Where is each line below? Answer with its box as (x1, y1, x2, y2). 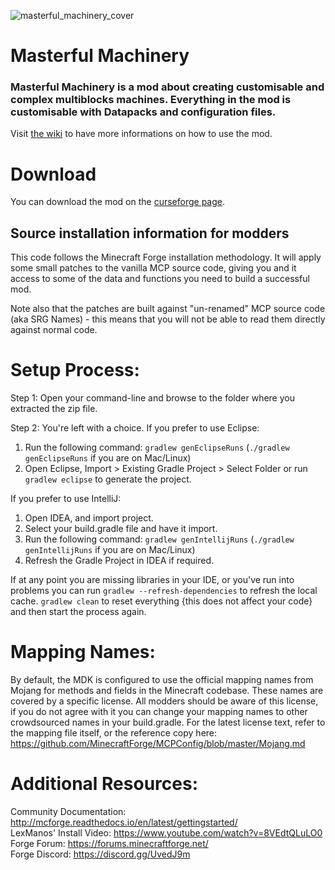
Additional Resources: (10, 773, 198, 795)
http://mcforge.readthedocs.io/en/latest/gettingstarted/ (10, 816, 238, 829)
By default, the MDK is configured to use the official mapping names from (10, 674, 314, 686)
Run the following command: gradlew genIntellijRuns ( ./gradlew (24, 533, 295, 545)
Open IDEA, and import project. (24, 512, 154, 524)
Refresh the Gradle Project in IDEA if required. (24, 555, 215, 567)
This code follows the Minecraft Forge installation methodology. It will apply (10, 251, 322, 264)
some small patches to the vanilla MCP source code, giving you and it (10, 262, 297, 274)
